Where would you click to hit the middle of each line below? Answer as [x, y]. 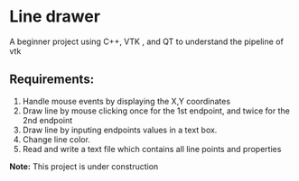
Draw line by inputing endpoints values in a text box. [120, 130]
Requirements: [52, 80]
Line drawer [55, 17]
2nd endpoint [47, 120]
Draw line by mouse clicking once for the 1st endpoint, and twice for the [156, 111]
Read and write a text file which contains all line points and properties [152, 149]
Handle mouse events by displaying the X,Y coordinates [126, 101]
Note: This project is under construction [84, 166]
